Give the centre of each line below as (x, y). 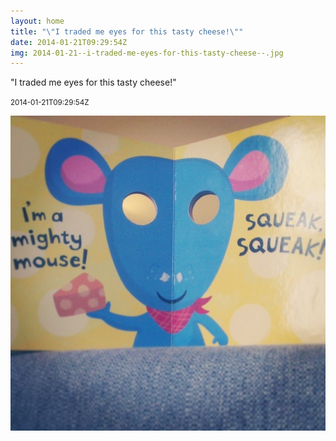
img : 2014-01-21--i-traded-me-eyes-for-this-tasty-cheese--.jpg (147, 53)
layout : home (37, 21)
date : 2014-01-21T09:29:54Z (69, 42)
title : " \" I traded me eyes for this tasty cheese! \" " (127, 31)
